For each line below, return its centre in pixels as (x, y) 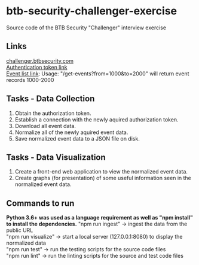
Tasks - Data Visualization (56, 157)
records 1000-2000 (30, 80)
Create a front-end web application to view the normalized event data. (101, 172)
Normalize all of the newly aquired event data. (71, 132)
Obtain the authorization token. (53, 113)
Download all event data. (45, 126)
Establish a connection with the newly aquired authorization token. (97, 119)
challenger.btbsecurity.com (40, 60)
